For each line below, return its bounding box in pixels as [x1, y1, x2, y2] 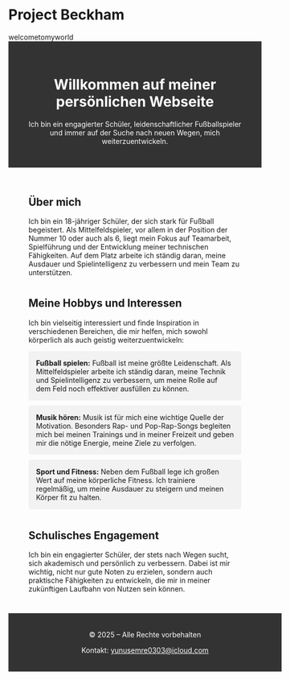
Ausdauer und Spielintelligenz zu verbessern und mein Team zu [28, 259, 240, 269]
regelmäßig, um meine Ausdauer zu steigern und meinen [35, 484, 224, 493]
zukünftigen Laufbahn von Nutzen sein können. [28, 584, 186, 594]
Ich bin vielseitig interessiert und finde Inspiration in [28, 318, 199, 328]
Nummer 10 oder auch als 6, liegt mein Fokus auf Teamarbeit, [28, 233, 231, 243]
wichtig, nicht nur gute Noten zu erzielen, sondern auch [28, 567, 213, 577]
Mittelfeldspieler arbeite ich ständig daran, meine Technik [35, 366, 227, 376]
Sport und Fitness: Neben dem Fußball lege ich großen [35, 467, 219, 476]
